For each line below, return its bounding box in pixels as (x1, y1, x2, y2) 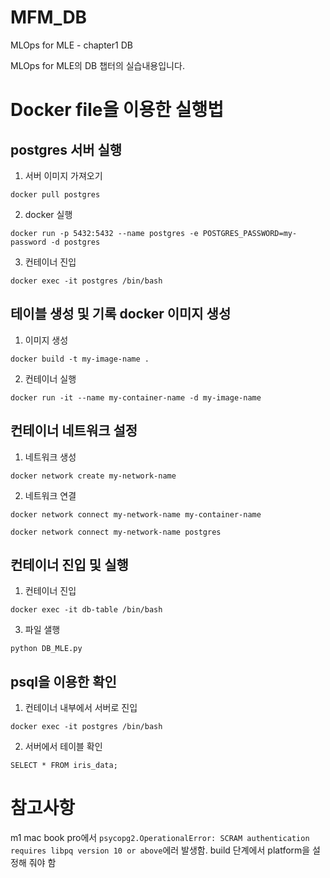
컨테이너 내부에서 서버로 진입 (24, 702, 138, 714)
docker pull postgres (10, 189, 101, 200)
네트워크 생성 (24, 451, 77, 463)
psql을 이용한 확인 (10, 673, 117, 690)
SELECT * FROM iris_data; (10, 761, 118, 771)
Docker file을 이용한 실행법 (10, 99, 225, 121)
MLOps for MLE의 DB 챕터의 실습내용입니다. (10, 59, 185, 71)
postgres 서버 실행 (10, 141, 123, 158)
